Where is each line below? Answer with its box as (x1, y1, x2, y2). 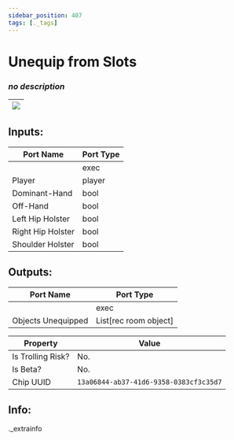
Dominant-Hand (12, 187, 73, 198)
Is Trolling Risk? (12, 351, 70, 362)
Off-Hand (12, 200, 49, 211)
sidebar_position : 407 (8, 11, 82, 20)
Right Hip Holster (12, 226, 75, 237)
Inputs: (8, 125, 44, 139)
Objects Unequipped (12, 315, 89, 326)
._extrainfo (8, 424, 42, 434)
